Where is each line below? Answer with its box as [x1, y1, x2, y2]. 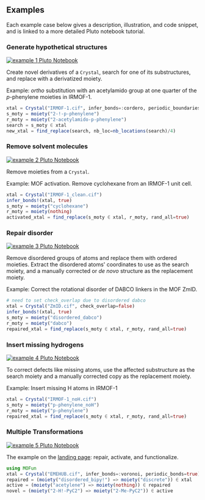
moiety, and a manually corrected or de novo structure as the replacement [6, 267, 193, 275]
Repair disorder [6, 229, 54, 237]
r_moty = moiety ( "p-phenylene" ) [6, 407, 88, 414]
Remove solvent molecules [6, 142, 88, 151]
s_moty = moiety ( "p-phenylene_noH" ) [6, 402, 99, 408]
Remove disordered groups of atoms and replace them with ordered [6, 255, 177, 262]
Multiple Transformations [6, 427, 84, 436]
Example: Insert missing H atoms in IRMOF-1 [6, 385, 118, 391]
